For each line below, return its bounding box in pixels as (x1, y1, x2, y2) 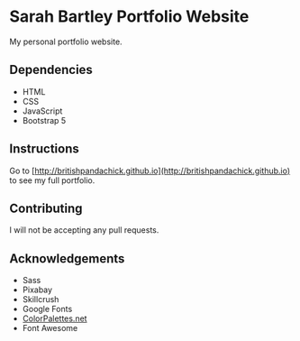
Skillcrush (22, 294, 59, 305)
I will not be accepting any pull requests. (9, 225, 159, 235)
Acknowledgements (9, 251, 125, 266)
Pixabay (22, 284, 52, 295)
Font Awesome (22, 323, 78, 334)
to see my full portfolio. (9, 174, 95, 186)
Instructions (9, 142, 79, 157)
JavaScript (22, 106, 63, 116)
